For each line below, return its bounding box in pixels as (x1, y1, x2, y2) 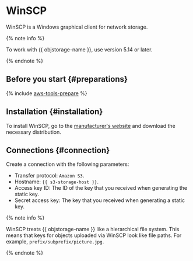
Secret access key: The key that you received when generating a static (14, 197, 185, 204)
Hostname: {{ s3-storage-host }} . (14, 178, 99, 185)
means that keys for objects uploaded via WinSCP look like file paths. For (6, 232, 182, 239)
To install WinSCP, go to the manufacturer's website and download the (6, 122, 176, 129)
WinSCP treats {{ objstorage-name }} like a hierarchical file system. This (6, 226, 180, 233)
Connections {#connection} (6, 145, 110, 155)
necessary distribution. (6, 128, 61, 135)
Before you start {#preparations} (6, 74, 128, 84)
